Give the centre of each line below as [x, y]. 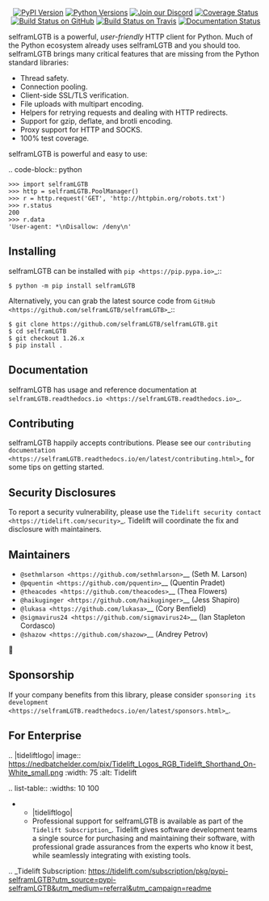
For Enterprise [45, 736]
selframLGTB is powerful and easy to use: [78, 154]
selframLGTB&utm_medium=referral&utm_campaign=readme [110, 888]
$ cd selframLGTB [38, 331]
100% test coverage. [55, 138]
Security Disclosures [62, 493]
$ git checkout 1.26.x [46, 338]
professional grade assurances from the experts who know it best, [143, 846]
